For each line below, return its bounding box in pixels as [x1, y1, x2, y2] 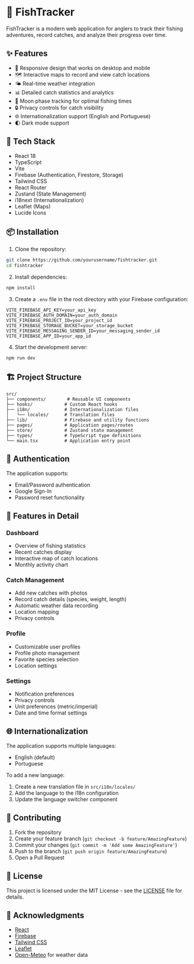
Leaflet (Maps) [14, 203, 51, 210]
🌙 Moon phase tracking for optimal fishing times [14, 97, 132, 105]
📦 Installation [6, 227, 59, 237]
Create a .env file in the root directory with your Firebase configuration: [14, 296, 189, 302]
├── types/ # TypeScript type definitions [6, 432, 142, 438]
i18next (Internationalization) [14, 196, 85, 204]
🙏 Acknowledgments [6, 910, 85, 920]
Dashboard [6, 529, 39, 537]
